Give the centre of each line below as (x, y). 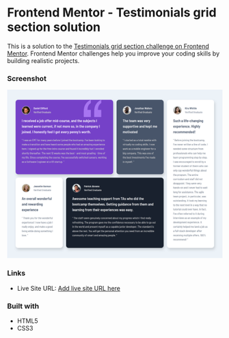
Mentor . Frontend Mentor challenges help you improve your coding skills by (113, 53)
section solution (54, 27)
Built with (23, 306)
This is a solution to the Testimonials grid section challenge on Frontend (108, 46)
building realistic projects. (43, 60)
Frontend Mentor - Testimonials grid (112, 13)
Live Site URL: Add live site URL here (69, 288)
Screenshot (27, 78)
